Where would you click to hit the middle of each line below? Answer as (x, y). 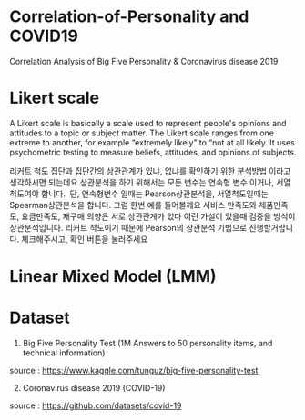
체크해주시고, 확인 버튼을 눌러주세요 (85, 239)
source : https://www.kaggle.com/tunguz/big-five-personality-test (134, 370)
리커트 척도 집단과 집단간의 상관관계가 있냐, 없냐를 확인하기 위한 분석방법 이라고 (150, 171)
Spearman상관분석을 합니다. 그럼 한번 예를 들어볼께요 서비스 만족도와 (133, 205)
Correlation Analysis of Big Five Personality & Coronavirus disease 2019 (144, 61)
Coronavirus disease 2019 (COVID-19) (94, 388)
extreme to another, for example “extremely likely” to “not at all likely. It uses (152, 142)
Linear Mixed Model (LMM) (113, 277)
